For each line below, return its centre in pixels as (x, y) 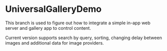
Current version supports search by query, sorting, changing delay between (83, 38)
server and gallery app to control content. (48, 28)
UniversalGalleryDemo (53, 9)
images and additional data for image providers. (55, 43)
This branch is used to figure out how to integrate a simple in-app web (78, 23)
